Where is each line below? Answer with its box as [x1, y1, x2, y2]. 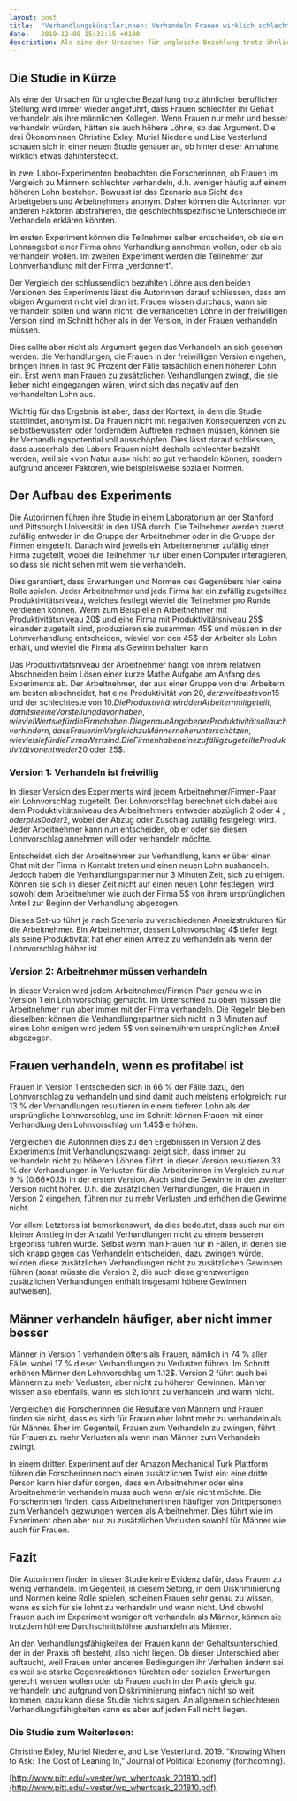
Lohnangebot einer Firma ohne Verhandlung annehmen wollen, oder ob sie [9, 241, 283, 253]
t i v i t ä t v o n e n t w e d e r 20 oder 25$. [9, 744, 126, 755]
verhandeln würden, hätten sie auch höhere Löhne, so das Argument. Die [9, 122, 276, 133]
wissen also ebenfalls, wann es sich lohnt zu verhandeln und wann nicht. [9, 1387, 275, 1398]
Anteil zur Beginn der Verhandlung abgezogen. [9, 897, 180, 909]
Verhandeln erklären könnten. [9, 215, 118, 226]
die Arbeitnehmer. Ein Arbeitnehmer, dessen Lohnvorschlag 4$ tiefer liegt [9, 924, 278, 936]
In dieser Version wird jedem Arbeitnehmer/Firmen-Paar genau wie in [9, 985, 263, 996]
